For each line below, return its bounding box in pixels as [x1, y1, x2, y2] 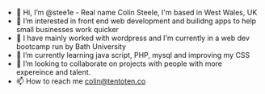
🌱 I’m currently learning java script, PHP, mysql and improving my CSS [15, 51, 250, 59]
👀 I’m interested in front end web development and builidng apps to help [15, 16, 257, 26]
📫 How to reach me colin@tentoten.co [15, 76, 146, 86]
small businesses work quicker [15, 25, 120, 34]
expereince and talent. [15, 67, 91, 76]
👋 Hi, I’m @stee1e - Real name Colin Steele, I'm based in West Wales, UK [15, 8, 258, 17]
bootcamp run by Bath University [15, 42, 127, 51]
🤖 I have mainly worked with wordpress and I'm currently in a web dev [15, 33, 250, 43]
